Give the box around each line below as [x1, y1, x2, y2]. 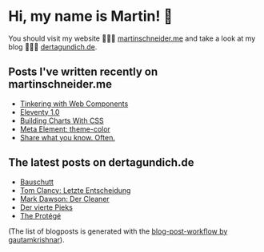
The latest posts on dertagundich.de [8, 156, 194, 170]
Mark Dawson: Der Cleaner [19, 194, 110, 203]
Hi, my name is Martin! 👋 [8, 7, 174, 26]
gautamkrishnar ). [8, 234, 66, 244]
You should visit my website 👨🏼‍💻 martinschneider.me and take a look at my [8, 33, 256, 43]
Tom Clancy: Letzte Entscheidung [19, 185, 131, 195]
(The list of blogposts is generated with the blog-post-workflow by [8, 226, 228, 236]
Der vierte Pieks [19, 203, 74, 212]
